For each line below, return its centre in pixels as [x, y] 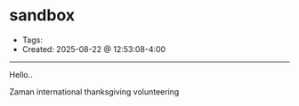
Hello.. [21, 74]
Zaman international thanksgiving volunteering [94, 91]
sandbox [42, 15]
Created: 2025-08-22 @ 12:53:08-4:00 [94, 49]
